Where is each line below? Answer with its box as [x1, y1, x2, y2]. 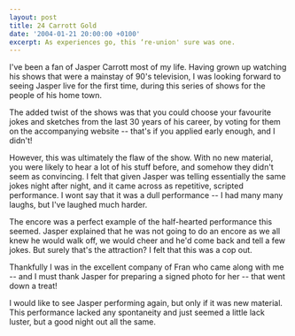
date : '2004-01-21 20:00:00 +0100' [9, 29, 141, 38]
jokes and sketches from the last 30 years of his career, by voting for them [9, 117, 281, 127]
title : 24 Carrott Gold [9, 21, 97, 30]
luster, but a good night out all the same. [9, 317, 157, 327]
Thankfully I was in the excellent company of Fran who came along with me [9, 262, 284, 272]
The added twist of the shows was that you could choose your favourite [9, 107, 272, 118]
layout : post [9, 12, 58, 22]
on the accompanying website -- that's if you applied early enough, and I [9, 126, 276, 137]
